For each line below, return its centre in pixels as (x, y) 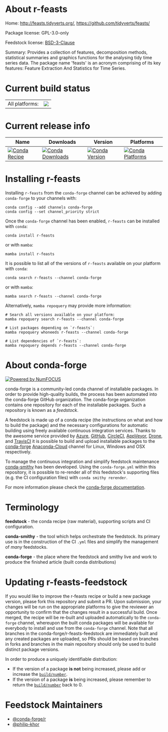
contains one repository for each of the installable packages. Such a (75, 405)
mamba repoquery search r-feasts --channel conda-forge (64, 319)
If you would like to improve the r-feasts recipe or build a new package (78, 596)
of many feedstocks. (26, 547)
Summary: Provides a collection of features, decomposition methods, (76, 52)
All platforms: (23, 104)
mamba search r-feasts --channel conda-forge (53, 296)
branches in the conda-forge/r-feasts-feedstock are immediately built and (81, 633)
